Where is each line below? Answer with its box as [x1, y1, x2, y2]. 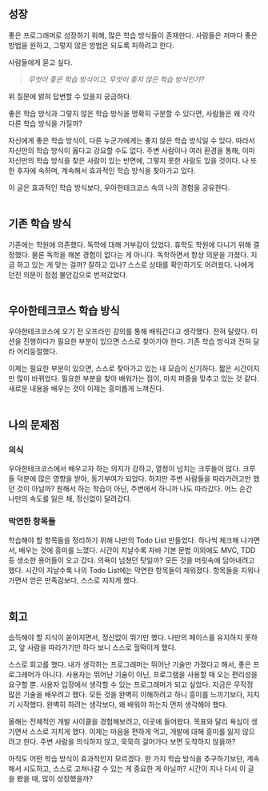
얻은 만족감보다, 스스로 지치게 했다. [29, 575, 138, 585]
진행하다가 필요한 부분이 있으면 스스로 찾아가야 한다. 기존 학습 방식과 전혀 [22, 337, 252, 346]
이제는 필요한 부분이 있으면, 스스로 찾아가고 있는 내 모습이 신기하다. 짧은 [8, 364, 232, 373]
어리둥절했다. [16, 347, 58, 357]
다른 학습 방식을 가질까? [8, 119, 82, 128]
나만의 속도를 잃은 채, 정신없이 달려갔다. [8, 494, 132, 503]
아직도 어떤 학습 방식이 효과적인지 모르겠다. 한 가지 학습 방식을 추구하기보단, [8, 754, 246, 764]
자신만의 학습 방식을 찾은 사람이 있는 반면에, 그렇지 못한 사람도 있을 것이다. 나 [8, 155, 250, 165]
